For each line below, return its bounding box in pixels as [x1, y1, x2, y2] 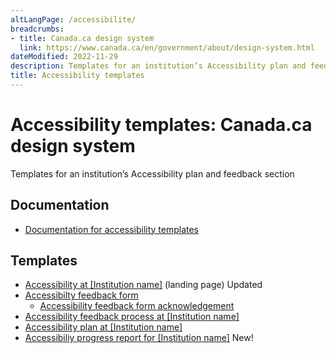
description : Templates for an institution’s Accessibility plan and [10, 61, 307, 71]
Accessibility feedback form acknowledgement [39, 300, 235, 312]
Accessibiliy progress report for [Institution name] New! [24, 332, 254, 344]
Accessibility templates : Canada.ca [10, 114, 313, 136]
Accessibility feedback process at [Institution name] [24, 311, 240, 323]
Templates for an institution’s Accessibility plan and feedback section [10, 167, 295, 180]
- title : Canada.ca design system [10, 33, 155, 43]
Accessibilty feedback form [24, 289, 139, 301]
